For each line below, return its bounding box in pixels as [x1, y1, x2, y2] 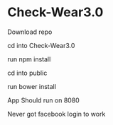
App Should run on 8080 [7, 96, 80, 105]
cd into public [7, 69, 48, 77]
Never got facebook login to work [7, 109, 106, 118]
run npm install [7, 54, 51, 64]
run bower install [7, 82, 57, 90]
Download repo [7, 28, 53, 36]
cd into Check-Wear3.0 [7, 41, 75, 49]
